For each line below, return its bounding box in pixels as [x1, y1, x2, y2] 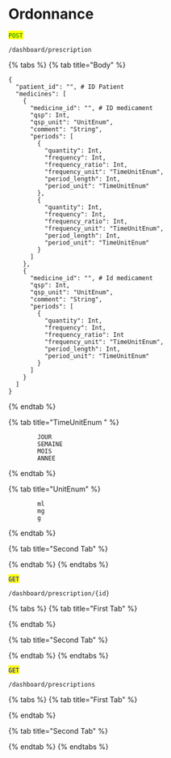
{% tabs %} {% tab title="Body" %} [8, 60, 127, 70]
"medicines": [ [15, 90, 67, 98]
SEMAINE [37, 440, 63, 448]
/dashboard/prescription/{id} [8, 589, 111, 598]
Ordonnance [8, 5, 94, 23]
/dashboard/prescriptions [8, 680, 95, 688]
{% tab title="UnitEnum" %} [8, 483, 101, 494]
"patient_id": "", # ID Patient [15, 83, 125, 91]
